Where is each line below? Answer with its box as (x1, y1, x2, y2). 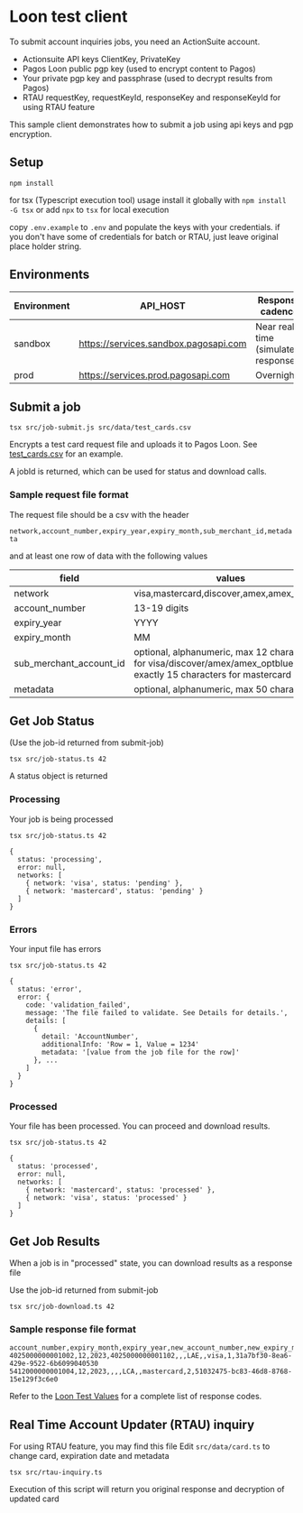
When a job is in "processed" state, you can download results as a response (9, 1258, 293, 1269)
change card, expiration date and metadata (9, 1451, 170, 1462)
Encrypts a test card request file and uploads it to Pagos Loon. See (9, 439, 258, 450)
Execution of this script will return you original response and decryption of (9, 1484, 286, 1495)
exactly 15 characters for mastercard (133, 668, 291, 680)
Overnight (255, 368, 298, 381)
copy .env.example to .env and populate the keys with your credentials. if (9, 221, 280, 232)
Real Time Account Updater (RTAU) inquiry (9, 1416, 255, 1432)
